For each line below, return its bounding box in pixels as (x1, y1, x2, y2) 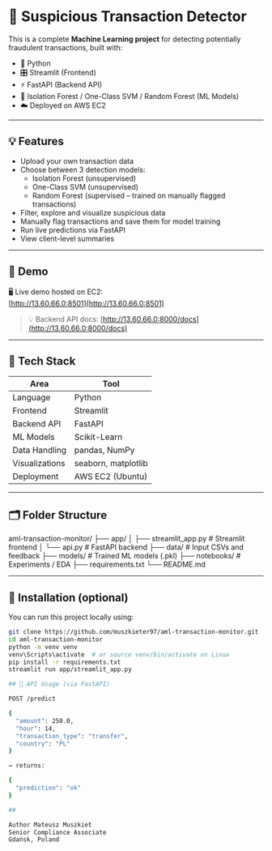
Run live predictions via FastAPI (19, 225, 125, 234)
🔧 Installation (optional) (8, 591, 129, 605)
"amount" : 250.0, (15, 716, 74, 725)
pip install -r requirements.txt (8, 658, 121, 666)
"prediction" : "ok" (15, 784, 82, 792)
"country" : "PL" (15, 739, 70, 748)
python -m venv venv (8, 643, 79, 651)
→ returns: (8, 762, 45, 770)
